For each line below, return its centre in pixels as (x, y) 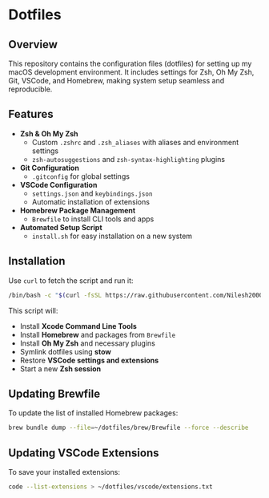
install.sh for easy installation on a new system (112, 236)
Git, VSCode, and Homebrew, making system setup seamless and (116, 81)
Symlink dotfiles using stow (66, 351)
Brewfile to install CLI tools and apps (93, 219)
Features (31, 114)
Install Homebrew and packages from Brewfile (98, 334)
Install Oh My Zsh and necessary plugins (88, 343)
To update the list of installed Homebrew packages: (93, 413)
